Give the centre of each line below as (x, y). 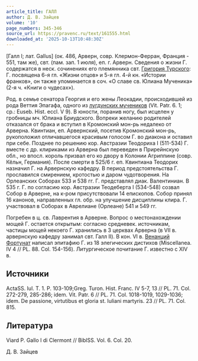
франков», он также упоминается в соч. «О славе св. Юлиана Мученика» (99, 81)
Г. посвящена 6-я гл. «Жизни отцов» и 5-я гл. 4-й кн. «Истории (86, 75)
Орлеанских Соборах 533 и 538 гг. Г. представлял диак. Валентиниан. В (98, 181)
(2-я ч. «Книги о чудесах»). (40, 87)
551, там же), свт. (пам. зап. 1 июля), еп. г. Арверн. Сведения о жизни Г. (97, 62)
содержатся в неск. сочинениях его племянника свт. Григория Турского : (98, 68)
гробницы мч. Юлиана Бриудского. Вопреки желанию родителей (89, 118)
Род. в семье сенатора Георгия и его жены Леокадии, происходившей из (99, 99)
